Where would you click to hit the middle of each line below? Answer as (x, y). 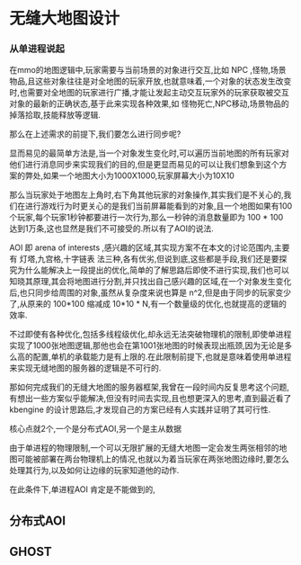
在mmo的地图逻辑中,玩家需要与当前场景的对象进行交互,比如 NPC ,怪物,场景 (148, 70)
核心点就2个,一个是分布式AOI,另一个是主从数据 (96, 429)
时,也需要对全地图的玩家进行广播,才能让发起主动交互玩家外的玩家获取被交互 (150, 93)
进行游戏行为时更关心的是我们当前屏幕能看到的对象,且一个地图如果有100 (159, 206)
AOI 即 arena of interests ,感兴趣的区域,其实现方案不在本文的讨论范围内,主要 (150, 247)
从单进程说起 (37, 49)
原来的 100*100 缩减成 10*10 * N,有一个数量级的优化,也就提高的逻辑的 (157, 304)
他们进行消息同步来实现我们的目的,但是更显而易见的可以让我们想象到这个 (145, 165)
